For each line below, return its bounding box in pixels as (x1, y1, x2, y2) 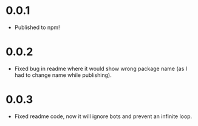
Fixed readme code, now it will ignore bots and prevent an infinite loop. (14, 113, 193, 120)
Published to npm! (14, 24, 60, 31)
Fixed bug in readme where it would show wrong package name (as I (14, 65, 188, 72)
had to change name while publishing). (14, 71, 112, 79)
